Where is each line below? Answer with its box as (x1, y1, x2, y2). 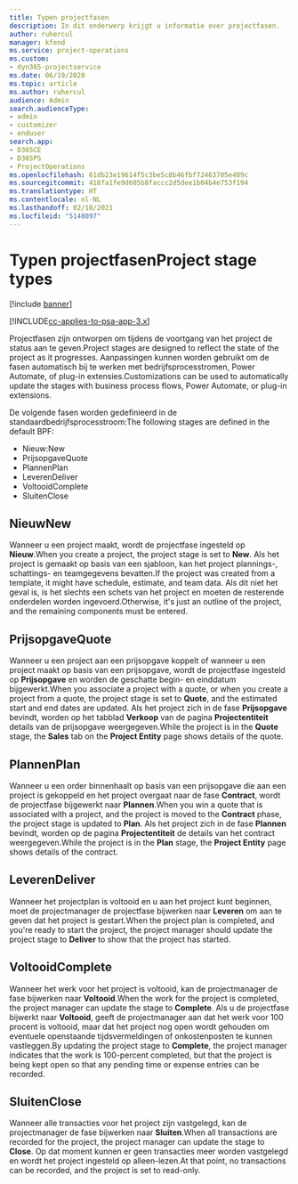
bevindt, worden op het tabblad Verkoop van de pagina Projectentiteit (9, 712, 269, 723)
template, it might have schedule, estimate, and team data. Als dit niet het (9, 578, 278, 588)
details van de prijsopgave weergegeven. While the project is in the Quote (9, 722, 278, 733)
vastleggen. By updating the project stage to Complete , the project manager (9, 1040, 287, 1050)
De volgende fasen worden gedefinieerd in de (9, 407, 178, 418)
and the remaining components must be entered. (9, 606, 189, 617)
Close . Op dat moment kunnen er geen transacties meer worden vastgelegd (9, 1146, 289, 1157)
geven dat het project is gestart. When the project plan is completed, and (9, 914, 275, 926)
